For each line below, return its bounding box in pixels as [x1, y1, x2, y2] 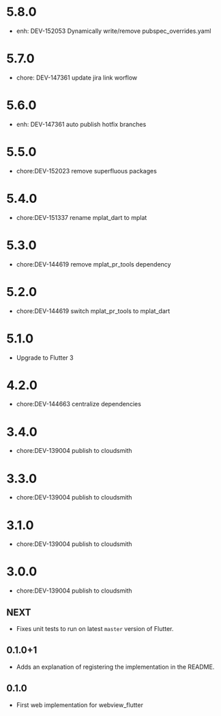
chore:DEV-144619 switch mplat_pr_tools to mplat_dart [16, 306, 171, 315]
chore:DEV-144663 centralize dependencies [16, 400, 141, 408]
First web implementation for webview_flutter [16, 700, 144, 709]
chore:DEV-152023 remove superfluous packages [16, 166, 158, 175]
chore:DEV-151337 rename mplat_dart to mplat [16, 213, 147, 221]
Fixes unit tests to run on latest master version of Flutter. [16, 625, 174, 632]
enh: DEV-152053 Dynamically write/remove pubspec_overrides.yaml [16, 27, 211, 35]
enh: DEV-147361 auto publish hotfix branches [16, 120, 147, 128]
